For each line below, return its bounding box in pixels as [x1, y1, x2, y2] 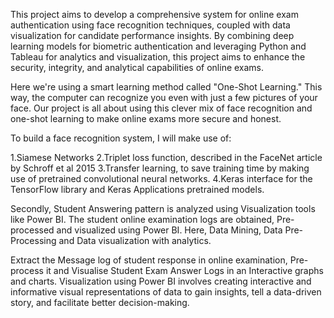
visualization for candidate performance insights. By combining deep [10, 30, 295, 41]
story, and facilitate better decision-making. [10, 297, 190, 308]
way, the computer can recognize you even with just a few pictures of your [10, 92, 318, 103]
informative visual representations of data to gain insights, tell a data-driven [10, 286, 322, 298]
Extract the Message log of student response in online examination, [10, 254, 288, 266]
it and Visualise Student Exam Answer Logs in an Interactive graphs [45, 265, 324, 276]
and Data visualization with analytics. [58, 235, 212, 246]
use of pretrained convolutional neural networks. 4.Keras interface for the [10, 173, 313, 184]
